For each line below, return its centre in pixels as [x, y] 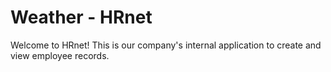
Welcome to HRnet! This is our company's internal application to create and [166, 45]
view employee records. [60, 55]
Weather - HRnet [81, 17]
